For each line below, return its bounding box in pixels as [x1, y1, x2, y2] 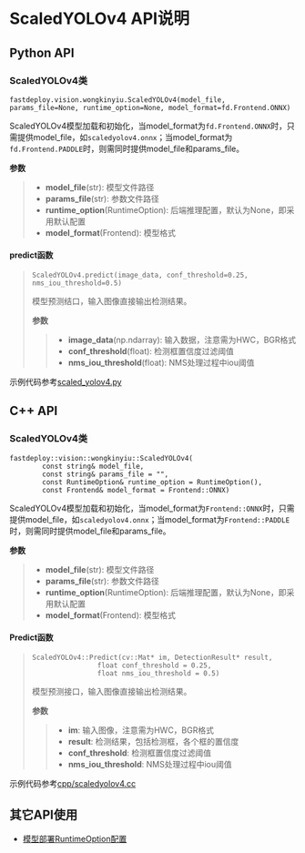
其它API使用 [9, 807, 78, 823]
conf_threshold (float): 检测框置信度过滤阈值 [67, 346, 235, 357]
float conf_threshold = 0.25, [97, 661, 212, 670]
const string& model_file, [42, 462, 145, 471]
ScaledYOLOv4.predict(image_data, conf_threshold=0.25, [31, 270, 249, 280]
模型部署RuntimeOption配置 [22, 833, 127, 844]
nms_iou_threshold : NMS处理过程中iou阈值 [67, 758, 232, 769]
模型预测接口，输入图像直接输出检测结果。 [31, 685, 192, 696]
